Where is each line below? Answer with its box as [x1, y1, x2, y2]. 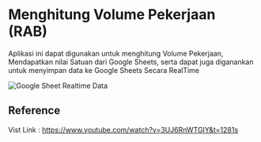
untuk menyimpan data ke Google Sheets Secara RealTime [8, 65, 200, 75]
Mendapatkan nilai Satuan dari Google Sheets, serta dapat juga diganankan [8, 57, 254, 67]
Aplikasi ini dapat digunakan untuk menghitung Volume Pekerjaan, [8, 48, 224, 58]
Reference [8, 104, 61, 117]
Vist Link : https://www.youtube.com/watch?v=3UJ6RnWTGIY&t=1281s [8, 125, 239, 134]
